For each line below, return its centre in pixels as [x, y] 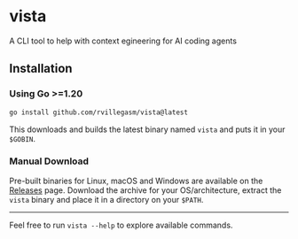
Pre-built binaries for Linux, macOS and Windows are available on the [136, 181]
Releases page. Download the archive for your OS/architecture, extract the [145, 190]
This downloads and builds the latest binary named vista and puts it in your [147, 129]
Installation [41, 69]
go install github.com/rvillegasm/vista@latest [99, 112]
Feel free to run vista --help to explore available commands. [121, 225]
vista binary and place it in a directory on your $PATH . [106, 199]
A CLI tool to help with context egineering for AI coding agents [123, 41]
